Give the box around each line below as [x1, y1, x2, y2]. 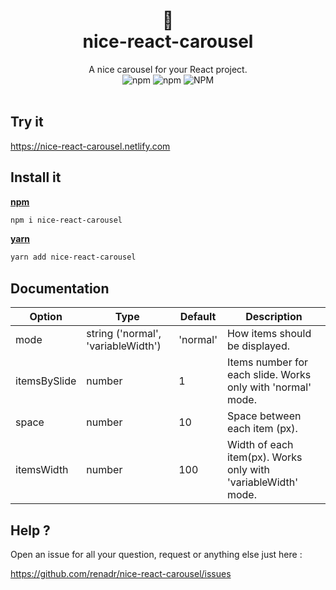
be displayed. [226, 339, 290, 353]
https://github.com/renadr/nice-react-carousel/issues [10, 567, 232, 579]
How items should [226, 327, 312, 341]
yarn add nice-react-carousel [10, 252, 137, 263]
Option [29, 310, 63, 324]
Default [179, 310, 217, 324]
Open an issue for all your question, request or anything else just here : [10, 548, 303, 560]
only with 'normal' [226, 380, 312, 394]
